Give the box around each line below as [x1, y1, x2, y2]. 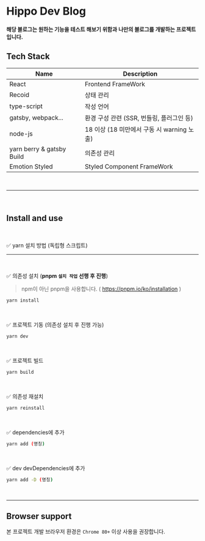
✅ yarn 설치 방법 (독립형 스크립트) [6, 242, 88, 249]
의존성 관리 [84, 148, 115, 157]
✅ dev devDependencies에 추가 [6, 464, 85, 471]
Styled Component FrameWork [84, 162, 173, 170]
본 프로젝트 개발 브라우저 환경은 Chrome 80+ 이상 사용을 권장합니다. [6, 528, 166, 536]
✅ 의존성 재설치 [6, 393, 44, 401]
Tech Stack [6, 51, 50, 62]
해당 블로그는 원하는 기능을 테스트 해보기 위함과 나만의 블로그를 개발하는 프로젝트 [6, 26, 196, 33]
